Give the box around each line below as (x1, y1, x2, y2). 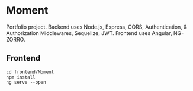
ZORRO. (6, 36, 25, 43)
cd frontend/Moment (6, 69, 54, 75)
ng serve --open (6, 79, 46, 85)
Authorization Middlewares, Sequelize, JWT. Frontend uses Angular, (6, 29, 173, 36)
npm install (6, 74, 36, 80)
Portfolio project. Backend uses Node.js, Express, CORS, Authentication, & (6, 23, 188, 30)
